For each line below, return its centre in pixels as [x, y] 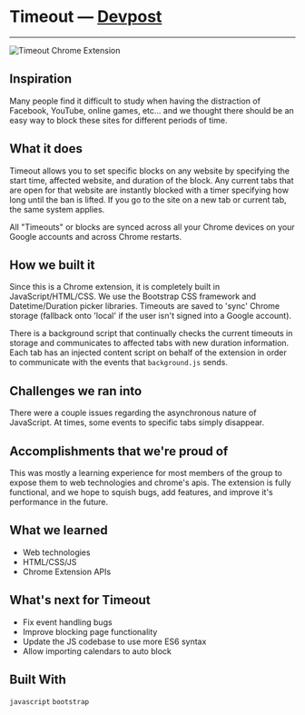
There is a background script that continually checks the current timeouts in [151, 333]
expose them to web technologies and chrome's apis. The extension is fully [151, 482]
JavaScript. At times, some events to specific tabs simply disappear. [137, 422]
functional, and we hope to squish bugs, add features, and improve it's [142, 492]
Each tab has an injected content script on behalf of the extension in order [148, 353]
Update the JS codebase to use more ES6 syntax [114, 641]
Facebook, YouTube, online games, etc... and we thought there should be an [152, 110]
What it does [46, 149]
